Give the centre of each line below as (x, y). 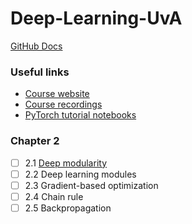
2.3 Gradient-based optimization (91, 185)
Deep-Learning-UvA (96, 18)
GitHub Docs (36, 46)
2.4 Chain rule (54, 196)
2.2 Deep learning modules (80, 174)
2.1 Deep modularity (65, 163)
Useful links (40, 72)
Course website (57, 94)
